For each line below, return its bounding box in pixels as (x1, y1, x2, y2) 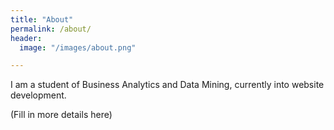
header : (10, 33, 43, 43)
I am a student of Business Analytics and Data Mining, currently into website (10, 79, 325, 91)
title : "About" (10, 14, 74, 25)
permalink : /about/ (10, 24, 92, 34)
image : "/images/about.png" (19, 42, 137, 53)
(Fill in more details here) (10, 109, 113, 121)
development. (10, 89, 67, 101)
